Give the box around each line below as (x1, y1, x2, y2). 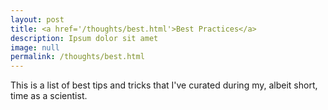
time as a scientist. (10, 90, 88, 102)
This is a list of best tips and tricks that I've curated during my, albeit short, (10, 79, 318, 91)
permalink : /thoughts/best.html (10, 52, 145, 62)
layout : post (10, 14, 65, 25)
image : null (10, 42, 60, 53)
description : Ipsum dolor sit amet (10, 33, 159, 43)
